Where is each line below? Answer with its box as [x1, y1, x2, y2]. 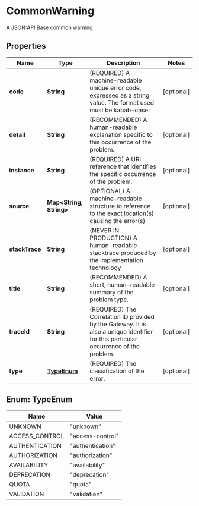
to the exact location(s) [89, 209, 155, 218]
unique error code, [89, 83, 142, 92]
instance [9, 166, 34, 174]
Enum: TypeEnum [6, 394, 73, 405]
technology [89, 263, 121, 272]
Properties [6, 41, 46, 51]
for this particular [89, 335, 138, 343]
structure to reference [89, 202, 151, 210]
